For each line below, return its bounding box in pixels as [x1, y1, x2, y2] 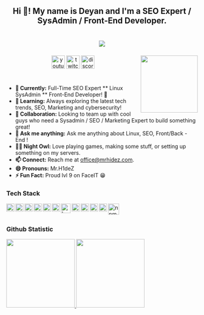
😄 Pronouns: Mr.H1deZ [15, 165, 75, 172]
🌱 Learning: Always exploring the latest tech [15, 97, 126, 105]
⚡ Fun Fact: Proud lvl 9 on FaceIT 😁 [15, 172, 106, 179]
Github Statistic [6, 225, 53, 233]
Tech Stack [6, 189, 41, 198]
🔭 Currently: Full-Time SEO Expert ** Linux [15, 85, 123, 92]
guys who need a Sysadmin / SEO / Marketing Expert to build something [15, 117, 196, 124]
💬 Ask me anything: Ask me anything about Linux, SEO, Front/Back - [15, 130, 188, 137]
